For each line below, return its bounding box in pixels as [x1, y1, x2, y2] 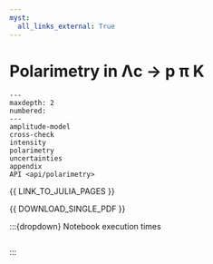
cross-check [9, 131, 54, 140]
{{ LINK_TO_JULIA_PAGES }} [9, 186, 115, 197]
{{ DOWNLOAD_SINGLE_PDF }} [9, 203, 126, 214]
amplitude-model [9, 122, 71, 132]
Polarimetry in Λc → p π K [9, 61, 205, 82]
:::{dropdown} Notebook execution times [9, 221, 161, 232]
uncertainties [9, 154, 63, 163]
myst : [9, 13, 30, 23]
